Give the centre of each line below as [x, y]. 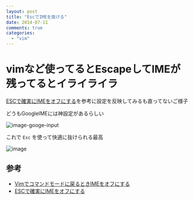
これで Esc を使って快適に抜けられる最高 [55, 137]
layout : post [22, 11]
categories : [20, 33]
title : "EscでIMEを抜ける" [36, 17]
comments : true [24, 28]
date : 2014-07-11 [27, 22]
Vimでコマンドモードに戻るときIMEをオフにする [72, 184]
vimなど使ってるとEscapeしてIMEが [93, 69]
